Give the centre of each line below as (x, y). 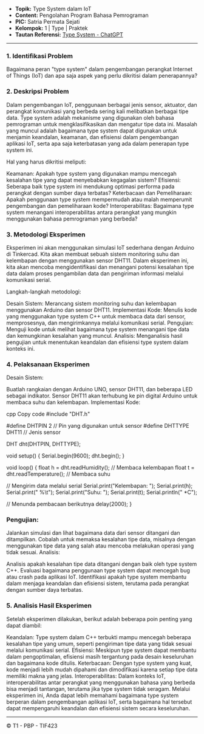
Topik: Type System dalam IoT (53, 9)
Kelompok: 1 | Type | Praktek (51, 28)
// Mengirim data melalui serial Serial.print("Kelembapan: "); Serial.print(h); (100, 486)
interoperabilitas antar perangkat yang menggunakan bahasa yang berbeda (101, 682)
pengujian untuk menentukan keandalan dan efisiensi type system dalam (97, 342)
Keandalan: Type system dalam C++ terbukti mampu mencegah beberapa (99, 637)
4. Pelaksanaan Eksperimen (48, 364)
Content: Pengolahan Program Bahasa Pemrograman (82, 15)
